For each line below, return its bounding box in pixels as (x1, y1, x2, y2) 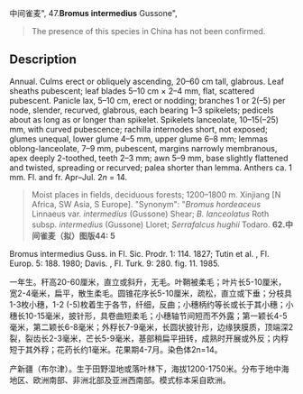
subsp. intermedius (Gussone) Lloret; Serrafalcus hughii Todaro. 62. (31, 219, 286, 230)
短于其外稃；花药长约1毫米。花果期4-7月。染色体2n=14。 (9, 344, 223, 354)
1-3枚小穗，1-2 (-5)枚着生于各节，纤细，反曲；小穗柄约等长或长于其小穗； (9, 298, 286, 309)
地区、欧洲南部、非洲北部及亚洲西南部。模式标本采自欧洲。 (9, 374, 231, 385)
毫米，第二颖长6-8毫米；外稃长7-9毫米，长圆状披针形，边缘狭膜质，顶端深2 (9, 321, 294, 332)
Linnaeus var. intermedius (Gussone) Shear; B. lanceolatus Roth (31, 208, 270, 219)
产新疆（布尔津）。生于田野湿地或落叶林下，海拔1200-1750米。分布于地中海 (9, 363, 289, 374)
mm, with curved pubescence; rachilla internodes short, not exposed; (9, 124, 268, 134)
